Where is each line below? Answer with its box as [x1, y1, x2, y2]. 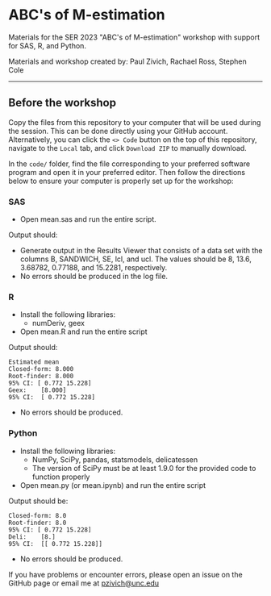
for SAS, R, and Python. [8, 40, 87, 50]
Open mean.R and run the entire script [19, 327, 148, 336]
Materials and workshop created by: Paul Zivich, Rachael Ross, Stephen [8, 56, 248, 66]
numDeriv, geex [31, 319, 85, 328]
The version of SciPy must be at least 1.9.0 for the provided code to [31, 463, 256, 473]
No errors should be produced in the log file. [19, 272, 168, 281]
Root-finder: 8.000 [8, 373, 74, 381]
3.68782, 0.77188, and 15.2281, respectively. [19, 263, 168, 273]
